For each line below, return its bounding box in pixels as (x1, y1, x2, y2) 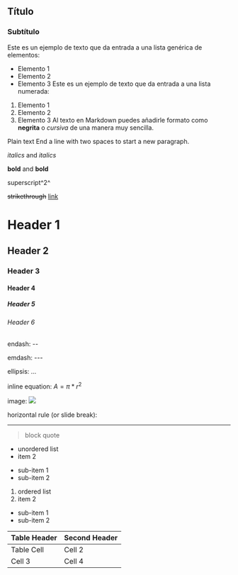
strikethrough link (7, 191, 59, 201)
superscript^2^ (7, 178, 51, 186)
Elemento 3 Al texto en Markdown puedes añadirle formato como (17, 116, 208, 124)
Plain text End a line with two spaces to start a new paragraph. (7, 137, 190, 145)
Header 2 (7, 245, 50, 257)
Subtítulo (7, 27, 40, 37)
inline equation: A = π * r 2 (7, 381, 82, 391)
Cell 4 (64, 557, 84, 566)
